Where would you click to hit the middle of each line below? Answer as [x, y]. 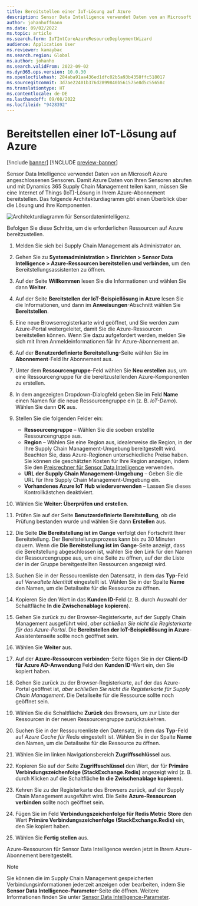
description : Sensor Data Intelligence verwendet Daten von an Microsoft [99, 17]
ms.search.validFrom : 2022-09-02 [48, 66]
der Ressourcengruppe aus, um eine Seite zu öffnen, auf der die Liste [100, 558]
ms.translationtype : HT [36, 88]
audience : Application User [41, 45]
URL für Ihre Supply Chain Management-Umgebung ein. [92, 480]
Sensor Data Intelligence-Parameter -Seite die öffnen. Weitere [83, 891]
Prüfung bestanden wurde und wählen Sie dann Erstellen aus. [91, 521]
